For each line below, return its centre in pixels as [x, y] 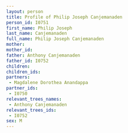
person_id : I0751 [27, 22]
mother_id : [19, 50]
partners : [18, 77]
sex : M [14, 121]
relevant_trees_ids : [32, 110]
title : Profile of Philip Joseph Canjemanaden [64, 17]
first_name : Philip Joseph [39, 28]
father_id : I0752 [27, 61]
